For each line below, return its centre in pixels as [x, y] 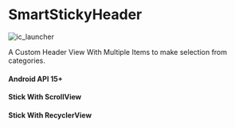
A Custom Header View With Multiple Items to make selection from [118, 52]
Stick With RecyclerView [50, 115]
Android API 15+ [35, 79]
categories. [27, 60]
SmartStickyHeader [75, 15]
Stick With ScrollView [45, 97]
